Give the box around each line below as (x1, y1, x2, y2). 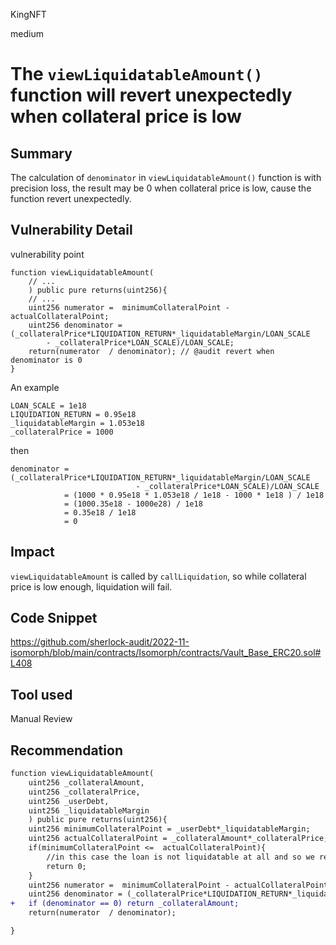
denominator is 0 (10, 355, 83, 365)
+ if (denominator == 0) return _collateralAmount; (10, 899, 240, 909)
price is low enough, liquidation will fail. (10, 580, 173, 593)
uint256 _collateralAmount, (28, 777, 145, 788)
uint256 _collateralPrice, (28, 787, 141, 797)
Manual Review (10, 713, 73, 725)
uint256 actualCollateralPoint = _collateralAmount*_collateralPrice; (28, 834, 329, 844)
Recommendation (10, 742, 123, 759)
